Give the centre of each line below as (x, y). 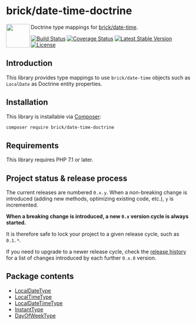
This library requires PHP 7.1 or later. (50, 160)
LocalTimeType (33, 297)
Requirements (32, 145)
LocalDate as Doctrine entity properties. (54, 84)
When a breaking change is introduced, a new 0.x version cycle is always (97, 217)
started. (16, 223)
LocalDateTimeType (39, 303)
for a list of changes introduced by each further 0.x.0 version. (81, 258)
